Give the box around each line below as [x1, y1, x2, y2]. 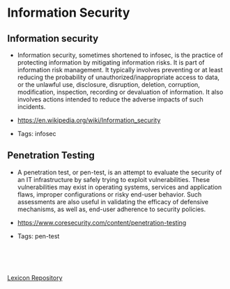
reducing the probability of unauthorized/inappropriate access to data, [17, 73, 220, 81]
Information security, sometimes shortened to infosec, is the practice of [17, 51, 224, 59]
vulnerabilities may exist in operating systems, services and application [17, 183, 222, 191]
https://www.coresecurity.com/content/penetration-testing [17, 218, 187, 226]
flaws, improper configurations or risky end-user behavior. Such [17, 190, 202, 199]
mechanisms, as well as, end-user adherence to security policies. [17, 205, 206, 213]
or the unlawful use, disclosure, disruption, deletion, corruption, [17, 81, 200, 88]
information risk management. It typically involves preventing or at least [17, 66, 223, 74]
